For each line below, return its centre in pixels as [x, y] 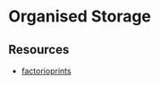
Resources [39, 50]
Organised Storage [80, 17]
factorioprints [46, 71]
